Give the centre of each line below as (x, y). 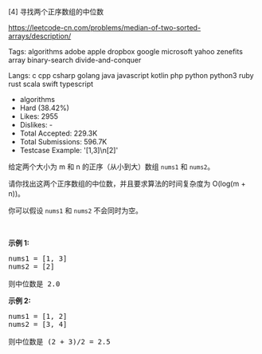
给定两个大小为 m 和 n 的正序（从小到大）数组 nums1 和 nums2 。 (111, 167)
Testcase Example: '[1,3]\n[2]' (69, 150)
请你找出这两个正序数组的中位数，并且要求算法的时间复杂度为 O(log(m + (127, 183)
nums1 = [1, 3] (38, 259)
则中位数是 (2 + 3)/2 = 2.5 (59, 342)
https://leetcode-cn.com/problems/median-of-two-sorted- (105, 28)
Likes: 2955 (39, 116)
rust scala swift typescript (51, 84)
